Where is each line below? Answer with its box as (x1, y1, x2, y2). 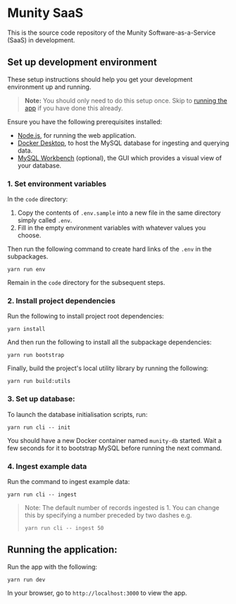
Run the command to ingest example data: (7, 477, 130, 485)
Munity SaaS (7, 5, 84, 21)
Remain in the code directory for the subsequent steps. (7, 278, 166, 287)
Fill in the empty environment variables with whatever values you (17, 224, 206, 232)
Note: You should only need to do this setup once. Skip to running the (24, 96, 228, 105)
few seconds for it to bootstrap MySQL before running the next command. (7, 444, 223, 452)
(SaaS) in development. (7, 35, 75, 44)
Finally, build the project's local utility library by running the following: (7, 364, 209, 372)
